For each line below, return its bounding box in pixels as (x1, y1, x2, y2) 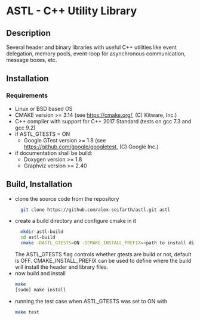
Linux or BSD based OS (14, 105, 73, 112)
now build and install (14, 270, 66, 276)
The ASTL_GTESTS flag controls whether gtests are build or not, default (14, 251, 192, 257)
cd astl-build (20, 234, 56, 241)
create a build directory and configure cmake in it (14, 218, 136, 225)
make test (14, 309, 40, 315)
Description (6, 28, 51, 38)
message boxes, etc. (6, 57, 57, 63)
